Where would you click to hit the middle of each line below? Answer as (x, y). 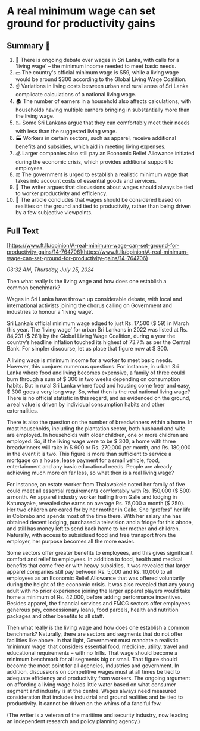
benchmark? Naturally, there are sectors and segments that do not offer (95, 634)
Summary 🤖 (29, 46)
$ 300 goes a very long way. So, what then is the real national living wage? (99, 392)
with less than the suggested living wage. (66, 131)
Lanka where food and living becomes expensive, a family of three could (96, 373)
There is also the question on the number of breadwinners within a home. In (100, 422)
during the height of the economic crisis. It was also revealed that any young (101, 584)
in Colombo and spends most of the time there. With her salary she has (94, 516)
